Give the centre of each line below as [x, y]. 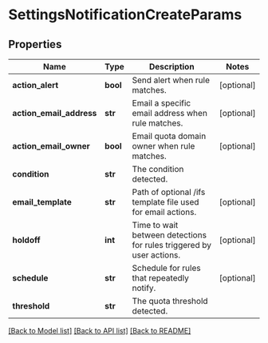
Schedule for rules [166, 268]
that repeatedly [160, 278]
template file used [166, 202]
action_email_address [55, 113]
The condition [158, 169]
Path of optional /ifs [169, 192]
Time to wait [155, 225]
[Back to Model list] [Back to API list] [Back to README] [100, 331]
